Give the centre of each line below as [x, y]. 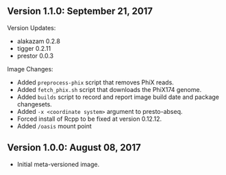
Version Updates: [32, 27]
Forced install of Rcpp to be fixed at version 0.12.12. [89, 119]
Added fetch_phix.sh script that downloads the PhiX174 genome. [109, 89]
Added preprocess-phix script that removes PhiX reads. [96, 82]
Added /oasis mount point [54, 126]
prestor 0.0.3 [35, 56]
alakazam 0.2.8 [38, 41]
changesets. [35, 104]
